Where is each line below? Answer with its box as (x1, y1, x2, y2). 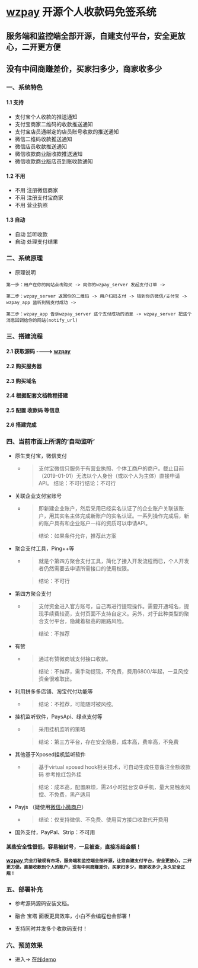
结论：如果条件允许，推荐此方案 (38, 532, 117, 539)
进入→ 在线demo (14, 956, 56, 963)
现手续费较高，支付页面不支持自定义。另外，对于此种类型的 (38, 610, 184, 617)
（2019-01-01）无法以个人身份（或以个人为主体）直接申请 (38, 472, 181, 479)
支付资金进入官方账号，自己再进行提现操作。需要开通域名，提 (38, 602, 190, 609)
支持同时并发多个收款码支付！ (14, 925, 88, 932)
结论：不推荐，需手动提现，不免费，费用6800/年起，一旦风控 (38, 667, 189, 675)
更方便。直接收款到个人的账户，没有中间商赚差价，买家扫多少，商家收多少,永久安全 (6, 864, 181, 870)
